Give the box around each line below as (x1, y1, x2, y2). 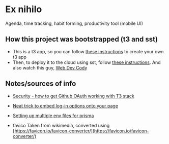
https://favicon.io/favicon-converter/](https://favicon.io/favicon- (14, 128, 149, 134)
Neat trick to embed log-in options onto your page (12, 102, 119, 109)
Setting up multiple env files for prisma (12, 113, 94, 119)
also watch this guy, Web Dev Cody (12, 64, 88, 70)
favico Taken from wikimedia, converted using (12, 122, 110, 128)
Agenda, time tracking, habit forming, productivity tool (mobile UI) (5, 20, 144, 26)
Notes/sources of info (5, 80, 76, 88)
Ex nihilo (5, 4, 42, 15)
